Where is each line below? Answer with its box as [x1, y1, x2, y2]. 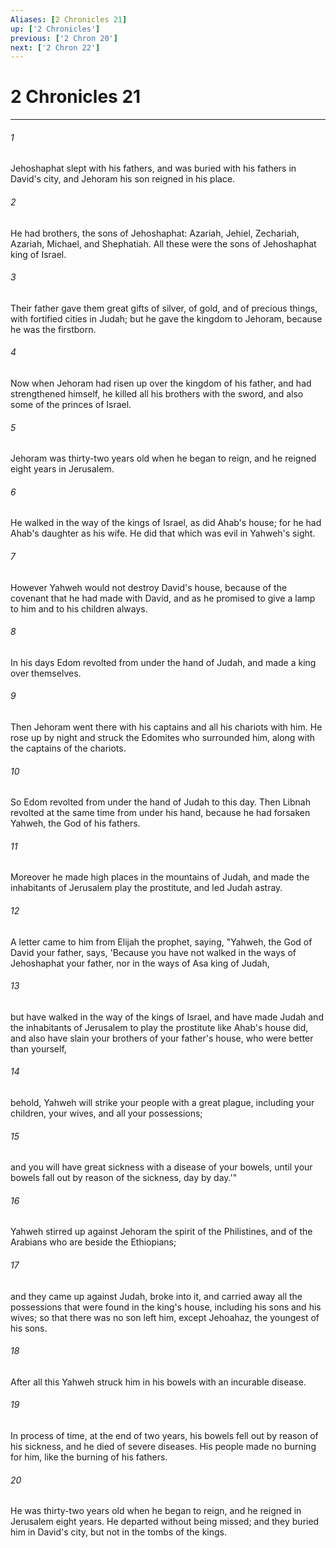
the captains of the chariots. [10, 742, 127, 755]
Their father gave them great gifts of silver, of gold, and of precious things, [10, 302, 318, 314]
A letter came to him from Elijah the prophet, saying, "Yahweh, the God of [10, 936, 313, 948]
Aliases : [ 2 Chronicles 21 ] [10, 14, 128, 25]
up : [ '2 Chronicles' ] [10, 24, 101, 34]
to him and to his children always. [10, 602, 148, 615]
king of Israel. [10, 248, 67, 260]
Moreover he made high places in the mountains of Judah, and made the [10, 871, 310, 883]
